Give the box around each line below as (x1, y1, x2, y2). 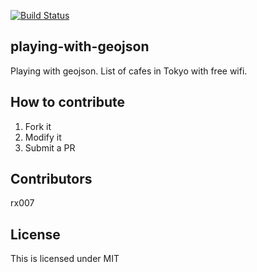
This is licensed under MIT (10, 253, 120, 265)
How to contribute (10, 94, 126, 111)
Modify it (24, 131, 62, 143)
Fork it (24, 120, 52, 132)
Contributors (10, 171, 93, 188)
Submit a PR (24, 141, 76, 154)
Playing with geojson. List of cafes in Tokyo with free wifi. (10, 65, 248, 77)
